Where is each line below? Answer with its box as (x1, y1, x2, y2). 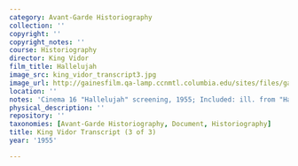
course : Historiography (9, 46, 98, 55)
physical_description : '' (9, 103, 105, 112)
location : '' (9, 87, 58, 95)
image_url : (9, 79, 50, 87)
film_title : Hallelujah (9, 63, 98, 72)
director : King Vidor (9, 54, 90, 63)
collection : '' (9, 21, 66, 30)
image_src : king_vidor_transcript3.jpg (9, 71, 157, 79)
